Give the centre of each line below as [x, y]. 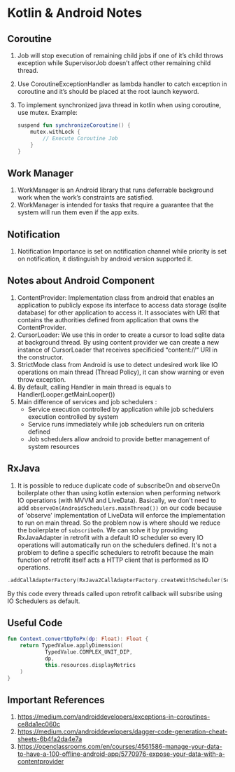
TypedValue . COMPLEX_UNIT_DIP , [88, 652]
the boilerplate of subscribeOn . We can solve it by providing [102, 530]
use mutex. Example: [48, 112]
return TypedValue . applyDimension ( [72, 646]
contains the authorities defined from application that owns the [108, 319]
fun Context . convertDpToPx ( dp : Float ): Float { [78, 639]
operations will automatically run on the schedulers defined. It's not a [117, 545]
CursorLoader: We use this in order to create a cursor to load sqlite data [121, 335]
